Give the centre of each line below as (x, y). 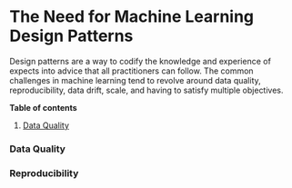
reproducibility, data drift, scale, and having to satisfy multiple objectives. (146, 90)
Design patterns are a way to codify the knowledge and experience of (140, 61)
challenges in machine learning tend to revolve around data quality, (135, 80)
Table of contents (43, 107)
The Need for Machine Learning (132, 17)
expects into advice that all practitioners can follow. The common (131, 71)
